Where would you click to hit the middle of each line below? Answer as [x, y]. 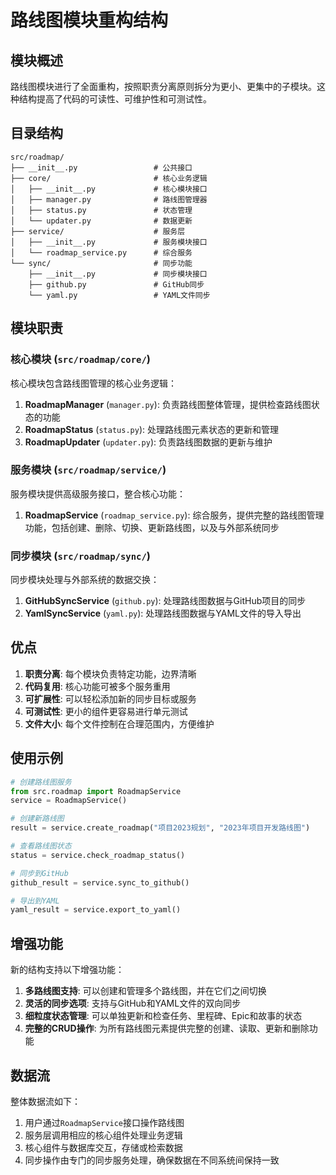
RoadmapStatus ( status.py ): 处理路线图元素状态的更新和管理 [151, 429]
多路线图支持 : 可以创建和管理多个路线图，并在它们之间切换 [145, 991]
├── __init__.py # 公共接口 [101, 167]
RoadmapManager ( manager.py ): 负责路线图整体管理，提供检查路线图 [168, 404]
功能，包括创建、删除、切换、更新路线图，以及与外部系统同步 [152, 527]
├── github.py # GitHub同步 [116, 284]
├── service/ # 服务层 [98, 231]
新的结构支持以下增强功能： [67, 970]
